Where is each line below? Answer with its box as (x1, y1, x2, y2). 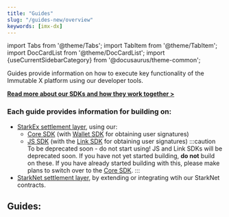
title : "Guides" (7, 10, 53, 17)
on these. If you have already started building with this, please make (27, 159, 220, 167)
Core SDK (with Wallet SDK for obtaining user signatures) (27, 129, 190, 138)
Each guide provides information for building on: (7, 107, 172, 116)
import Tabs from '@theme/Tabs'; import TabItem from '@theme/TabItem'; (7, 42, 218, 50)
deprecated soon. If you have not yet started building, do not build (27, 151, 215, 159)
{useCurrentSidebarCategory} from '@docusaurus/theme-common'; (7, 56, 201, 64)
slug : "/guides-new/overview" (7, 16, 94, 23)
